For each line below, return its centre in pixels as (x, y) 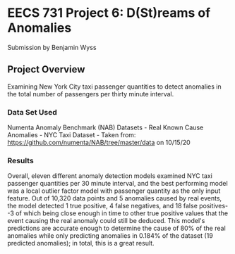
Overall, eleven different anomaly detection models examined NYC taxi (110, 176)
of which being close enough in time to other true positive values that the (121, 213)
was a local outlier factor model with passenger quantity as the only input (114, 191)
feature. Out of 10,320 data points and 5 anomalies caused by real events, (115, 198)
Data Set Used (32, 112)
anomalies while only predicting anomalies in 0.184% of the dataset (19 (110, 236)
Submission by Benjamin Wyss (52, 47)
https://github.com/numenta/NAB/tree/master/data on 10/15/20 (99, 143)
